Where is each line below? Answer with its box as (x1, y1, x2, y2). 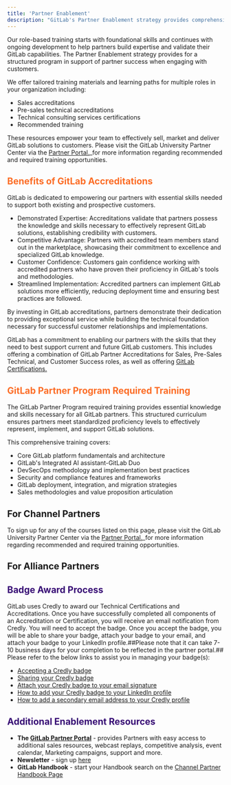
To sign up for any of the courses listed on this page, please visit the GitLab (7, 526, 221, 534)
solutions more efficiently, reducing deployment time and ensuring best (16, 287, 219, 295)
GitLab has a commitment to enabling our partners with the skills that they (7, 336, 217, 344)
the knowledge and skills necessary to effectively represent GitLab (16, 221, 206, 230)
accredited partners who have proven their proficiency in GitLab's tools (16, 265, 219, 273)
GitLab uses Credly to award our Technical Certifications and (7, 602, 180, 611)
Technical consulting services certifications (16, 113, 141, 121)
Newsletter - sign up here (16, 755, 91, 764)
